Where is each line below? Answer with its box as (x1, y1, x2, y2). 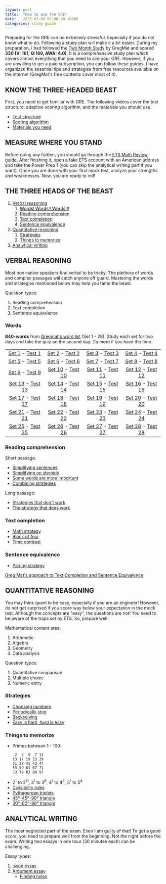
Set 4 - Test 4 (125, 350, 158, 357)
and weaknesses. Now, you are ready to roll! (5, 173, 95, 179)
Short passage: (5, 455, 36, 461)
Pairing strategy (12, 562, 45, 568)
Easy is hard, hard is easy (12, 719, 65, 725)
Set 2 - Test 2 (47, 350, 80, 357)
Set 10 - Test (47, 366, 80, 372)
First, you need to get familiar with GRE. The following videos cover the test (5, 99, 159, 105)
